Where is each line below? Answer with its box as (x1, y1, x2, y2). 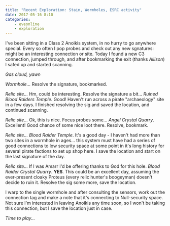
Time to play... (5, 215, 36, 221)
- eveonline (14, 21, 40, 27)
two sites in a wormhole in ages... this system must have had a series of (5, 138, 156, 144)
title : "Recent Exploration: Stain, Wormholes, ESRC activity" (5, 7, 142, 13)
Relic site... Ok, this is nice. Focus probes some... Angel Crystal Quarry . (5, 117, 155, 123)
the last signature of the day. (5, 154, 65, 160)
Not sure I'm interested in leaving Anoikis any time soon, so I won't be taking (5, 200, 165, 206)
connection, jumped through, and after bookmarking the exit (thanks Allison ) (5, 56, 165, 62)
